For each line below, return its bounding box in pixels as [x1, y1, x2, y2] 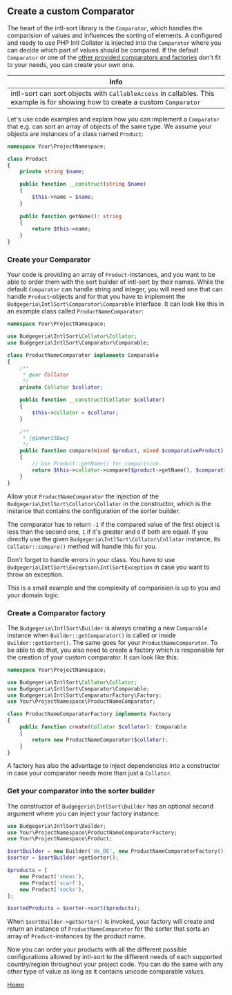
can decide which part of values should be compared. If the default [7, 46, 199, 54]
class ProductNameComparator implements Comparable [7, 351, 159, 358]
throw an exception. [7, 570, 64, 579]
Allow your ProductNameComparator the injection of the [7, 492, 159, 500]
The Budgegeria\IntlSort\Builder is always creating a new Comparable [7, 624, 208, 632]
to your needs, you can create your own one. [7, 60, 135, 68]
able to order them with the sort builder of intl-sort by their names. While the [7, 278, 224, 286]
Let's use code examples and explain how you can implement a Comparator [7, 115, 220, 123]
